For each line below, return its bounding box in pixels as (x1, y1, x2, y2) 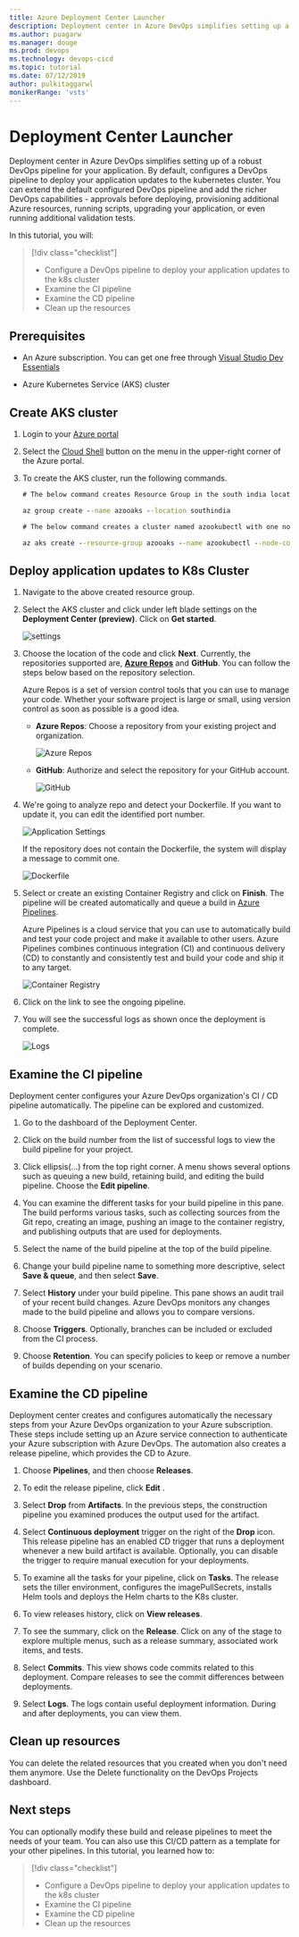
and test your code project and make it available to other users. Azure (21, 934, 279, 944)
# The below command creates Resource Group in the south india (21, 491, 267, 499)
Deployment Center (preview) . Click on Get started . (21, 614, 217, 625)
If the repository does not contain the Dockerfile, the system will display (21, 843, 287, 854)
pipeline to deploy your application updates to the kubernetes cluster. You (9, 175, 281, 186)
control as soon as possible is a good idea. (21, 703, 180, 715)
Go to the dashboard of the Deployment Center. (21, 1118, 198, 1128)
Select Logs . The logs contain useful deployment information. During (21, 1698, 277, 1709)
